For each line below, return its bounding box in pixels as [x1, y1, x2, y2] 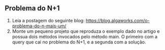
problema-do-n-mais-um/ [12, 23, 67, 29]
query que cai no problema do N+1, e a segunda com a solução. [12, 39, 146, 45]
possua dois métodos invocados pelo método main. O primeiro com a [12, 33, 158, 39]
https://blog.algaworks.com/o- [85, 17, 150, 23]
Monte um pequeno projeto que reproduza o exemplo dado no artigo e [12, 28, 160, 34]
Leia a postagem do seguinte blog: [12, 17, 85, 23]
